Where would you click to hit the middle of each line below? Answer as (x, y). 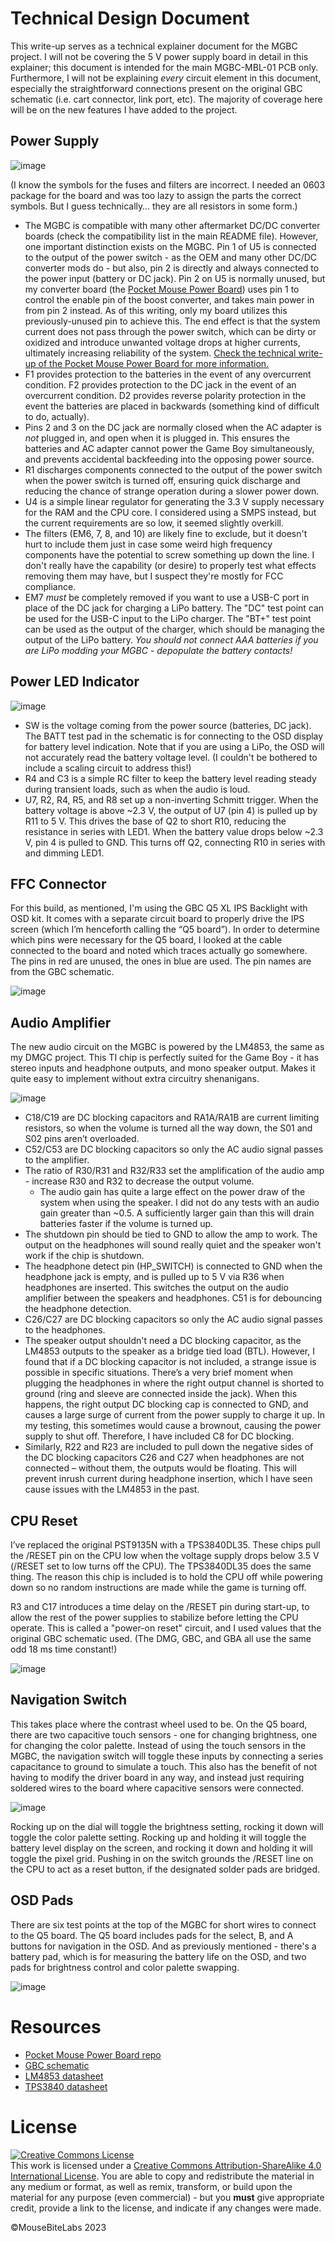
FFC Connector (58, 883)
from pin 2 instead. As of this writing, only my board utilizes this (156, 310)
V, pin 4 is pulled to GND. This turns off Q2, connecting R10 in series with (175, 842)
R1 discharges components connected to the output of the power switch (173, 469)
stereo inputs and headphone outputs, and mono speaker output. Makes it (163, 1068)
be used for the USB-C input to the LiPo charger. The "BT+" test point (168, 618)
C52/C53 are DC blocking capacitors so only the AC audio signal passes (174, 1149)
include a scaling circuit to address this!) (108, 768)
